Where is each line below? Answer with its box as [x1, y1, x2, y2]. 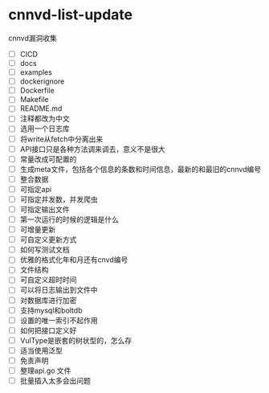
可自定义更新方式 [19, 235, 77, 244]
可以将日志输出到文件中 [19, 285, 98, 295]
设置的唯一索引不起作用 [19, 315, 98, 325]
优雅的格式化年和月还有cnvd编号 [19, 255, 128, 264]
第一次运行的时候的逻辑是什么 [19, 215, 119, 224]
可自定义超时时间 [19, 275, 77, 285]
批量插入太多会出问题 [19, 376, 91, 385]
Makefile [19, 95, 49, 104]
